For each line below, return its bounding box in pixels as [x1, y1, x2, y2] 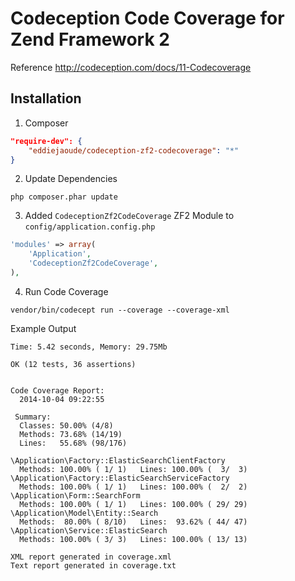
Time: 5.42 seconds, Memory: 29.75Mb [10, 342, 168, 352]
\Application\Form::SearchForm [10, 490, 141, 501]
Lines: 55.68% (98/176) [19, 438, 128, 448]
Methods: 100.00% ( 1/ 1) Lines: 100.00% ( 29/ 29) [19, 499, 248, 509]
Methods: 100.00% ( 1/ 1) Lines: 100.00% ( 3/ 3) [19, 464, 248, 474]
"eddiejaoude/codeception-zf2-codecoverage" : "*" [28, 145, 240, 156]
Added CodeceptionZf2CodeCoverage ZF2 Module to [24, 210, 235, 222]
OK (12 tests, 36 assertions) [10, 359, 137, 369]
